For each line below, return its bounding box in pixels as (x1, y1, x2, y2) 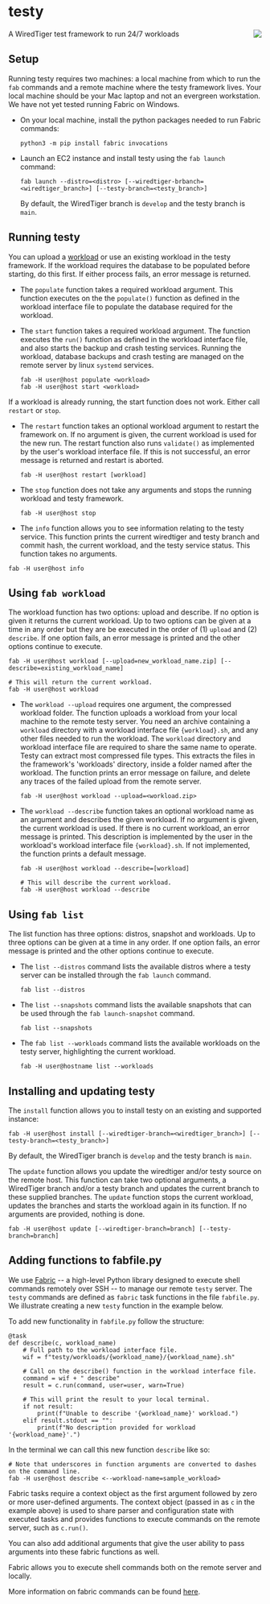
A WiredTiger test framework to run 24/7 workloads (8, 29, 179, 39)
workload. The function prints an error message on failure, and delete (19, 768, 251, 778)
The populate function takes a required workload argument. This (19, 284, 234, 294)
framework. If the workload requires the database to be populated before (8, 260, 251, 270)
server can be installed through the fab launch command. (19, 970, 211, 980)
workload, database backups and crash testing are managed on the (19, 351, 244, 361)
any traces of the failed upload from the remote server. (19, 776, 202, 787)
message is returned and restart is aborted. (19, 455, 164, 465)
